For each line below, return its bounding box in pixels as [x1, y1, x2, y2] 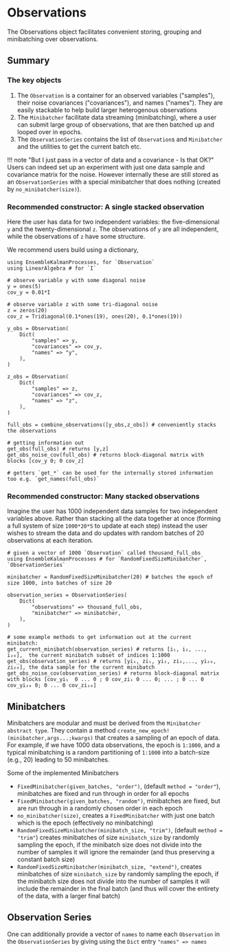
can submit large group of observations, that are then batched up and [16, 120, 215, 129]
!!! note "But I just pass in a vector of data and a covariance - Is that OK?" [7, 155, 214, 164]
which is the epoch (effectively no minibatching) [16, 819, 154, 827]
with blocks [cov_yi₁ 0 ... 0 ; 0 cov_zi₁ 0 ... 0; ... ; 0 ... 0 [7, 676, 205, 683]
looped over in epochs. [16, 127, 82, 136]
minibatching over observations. [7, 34, 98, 43]
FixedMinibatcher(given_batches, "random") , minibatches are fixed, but [16, 797, 221, 805]
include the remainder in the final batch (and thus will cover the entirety [16, 885, 220, 893]
